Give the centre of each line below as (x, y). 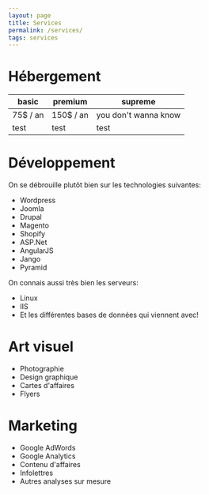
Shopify (32, 234)
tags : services (33, 38)
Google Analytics (47, 456)
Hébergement (55, 77)
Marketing (43, 426)
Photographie (42, 369)
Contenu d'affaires (50, 464)
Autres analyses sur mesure (65, 481)
